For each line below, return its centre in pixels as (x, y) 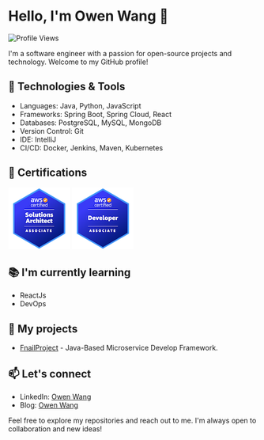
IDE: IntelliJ (38, 139)
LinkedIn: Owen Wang (55, 396)
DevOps (33, 304)
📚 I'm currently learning (70, 272)
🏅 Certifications (48, 173)
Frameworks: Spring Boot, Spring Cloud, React (96, 114)
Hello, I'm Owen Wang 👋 (89, 16)
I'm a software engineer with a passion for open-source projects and (120, 53)
